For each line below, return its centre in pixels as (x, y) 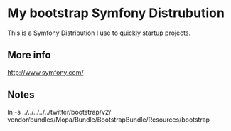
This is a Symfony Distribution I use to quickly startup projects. (99, 33)
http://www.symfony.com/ (45, 72)
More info (29, 55)
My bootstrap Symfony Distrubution (116, 13)
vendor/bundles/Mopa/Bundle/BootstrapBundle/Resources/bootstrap (109, 120)
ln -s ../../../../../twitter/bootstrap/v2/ (59, 112)
